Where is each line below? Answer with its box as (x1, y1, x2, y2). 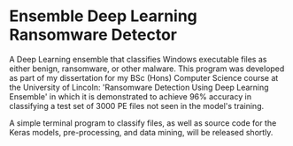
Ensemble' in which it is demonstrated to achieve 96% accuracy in (9, 91, 252, 102)
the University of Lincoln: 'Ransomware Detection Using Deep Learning (9, 82, 269, 92)
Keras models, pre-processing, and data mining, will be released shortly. (9, 127, 274, 137)
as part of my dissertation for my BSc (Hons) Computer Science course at (9, 72, 279, 83)
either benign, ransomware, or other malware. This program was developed (9, 63, 285, 74)
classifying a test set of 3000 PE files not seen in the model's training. (9, 100, 265, 111)
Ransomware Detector (9, 25, 177, 45)
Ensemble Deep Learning (9, 6, 197, 26)
